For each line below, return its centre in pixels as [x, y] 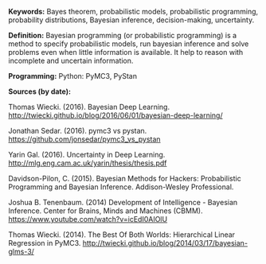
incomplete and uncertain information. [71, 60]
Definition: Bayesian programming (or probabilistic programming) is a [123, 35]
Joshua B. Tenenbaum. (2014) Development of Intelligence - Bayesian [123, 202]
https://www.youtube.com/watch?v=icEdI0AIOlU [88, 219]
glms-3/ [21, 251]
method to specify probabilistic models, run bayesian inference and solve [129, 44]
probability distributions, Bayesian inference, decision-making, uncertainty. [131, 20]
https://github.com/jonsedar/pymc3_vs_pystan [84, 139]
